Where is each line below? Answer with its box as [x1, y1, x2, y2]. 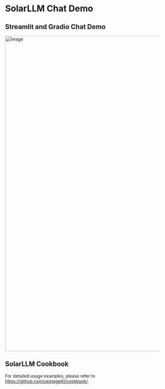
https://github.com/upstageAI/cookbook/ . [5, 378, 89, 384]
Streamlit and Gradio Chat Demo [5, 23, 106, 31]
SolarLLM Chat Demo [5, 3, 93, 14]
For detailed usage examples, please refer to [5, 373, 96, 379]
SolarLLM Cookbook [5, 360, 69, 368]
